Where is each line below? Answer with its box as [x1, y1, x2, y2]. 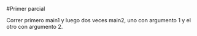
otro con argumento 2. [6, 23, 63, 30]
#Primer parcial [6, 5, 45, 12]
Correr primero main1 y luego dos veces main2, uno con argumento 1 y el [6, 17, 191, 23]
